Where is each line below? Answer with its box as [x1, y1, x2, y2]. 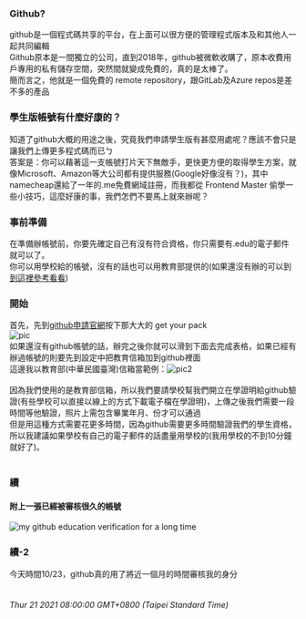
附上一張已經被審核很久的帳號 [9, 500, 121, 511]
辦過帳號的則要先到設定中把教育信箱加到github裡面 [9, 352, 201, 363]
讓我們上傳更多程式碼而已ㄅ [9, 145, 114, 156]
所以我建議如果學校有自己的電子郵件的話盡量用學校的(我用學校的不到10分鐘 [9, 430, 292, 441]
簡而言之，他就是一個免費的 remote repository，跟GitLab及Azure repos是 [9, 75, 285, 86]
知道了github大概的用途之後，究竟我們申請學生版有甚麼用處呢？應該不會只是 [9, 133, 297, 144]
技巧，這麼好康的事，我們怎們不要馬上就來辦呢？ [25, 191, 209, 201]
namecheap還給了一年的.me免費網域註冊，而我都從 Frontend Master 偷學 [9, 179, 286, 190]
